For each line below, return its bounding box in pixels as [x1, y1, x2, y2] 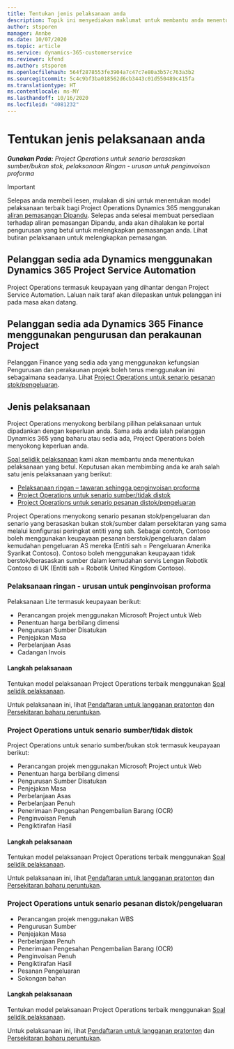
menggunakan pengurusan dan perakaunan [7, 329, 202, 341]
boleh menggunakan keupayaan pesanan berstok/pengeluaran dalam [7, 534, 207, 543]
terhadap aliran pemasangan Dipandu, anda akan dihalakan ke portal [7, 218, 205, 227]
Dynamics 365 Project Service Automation [7, 265, 196, 277]
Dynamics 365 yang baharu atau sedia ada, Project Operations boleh [7, 434, 205, 443]
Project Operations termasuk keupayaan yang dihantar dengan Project [7, 283, 210, 291]
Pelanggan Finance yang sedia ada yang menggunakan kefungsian [7, 358, 200, 367]
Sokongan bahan [17, 974, 66, 982]
